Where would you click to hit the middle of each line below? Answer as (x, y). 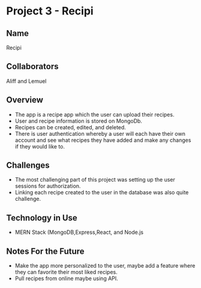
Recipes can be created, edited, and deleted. (70, 127)
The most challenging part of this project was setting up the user (95, 180)
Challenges (28, 166)
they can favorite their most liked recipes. (66, 272)
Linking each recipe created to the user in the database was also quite (102, 192)
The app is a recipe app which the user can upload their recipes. (94, 114)
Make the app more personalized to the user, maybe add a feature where (105, 266)
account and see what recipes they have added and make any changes (103, 140)
